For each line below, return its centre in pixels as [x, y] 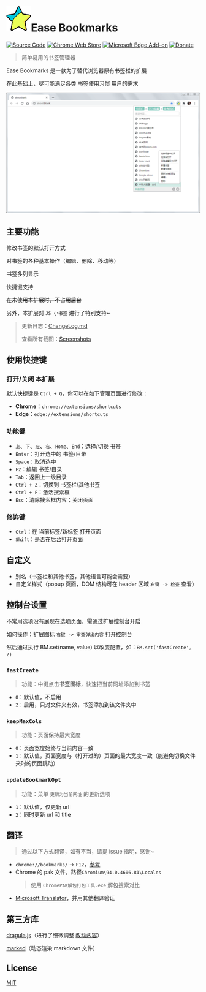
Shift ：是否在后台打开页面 [49, 539]
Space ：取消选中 [36, 461]
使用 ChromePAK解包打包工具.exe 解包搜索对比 [85, 885]
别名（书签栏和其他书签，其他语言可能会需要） [74, 576]
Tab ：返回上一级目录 [41, 477]
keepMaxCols [24, 721]
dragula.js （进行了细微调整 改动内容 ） [55, 935]
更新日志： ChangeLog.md [54, 326]
